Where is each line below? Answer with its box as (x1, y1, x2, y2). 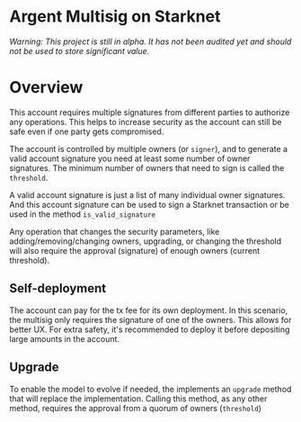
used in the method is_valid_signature (9, 209, 155, 220)
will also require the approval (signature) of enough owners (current (9, 245, 261, 256)
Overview (9, 77, 84, 98)
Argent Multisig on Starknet (9, 6, 221, 27)
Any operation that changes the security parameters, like (9, 226, 220, 237)
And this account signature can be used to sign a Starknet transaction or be (9, 199, 289, 210)
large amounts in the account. (9, 333, 120, 344)
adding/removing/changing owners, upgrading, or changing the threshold (9, 236, 282, 247)
